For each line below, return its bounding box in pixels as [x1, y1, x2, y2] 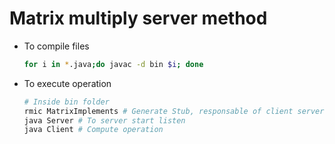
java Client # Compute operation [23, 125, 164, 135]
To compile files [23, 40, 90, 52]
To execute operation [23, 77, 112, 89]
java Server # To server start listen [23, 115, 186, 126]
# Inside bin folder [23, 97, 110, 107]
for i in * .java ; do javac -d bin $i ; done [23, 59, 204, 69]
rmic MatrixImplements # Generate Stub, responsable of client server [23, 106, 325, 116]
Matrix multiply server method [9, 7, 268, 30]
